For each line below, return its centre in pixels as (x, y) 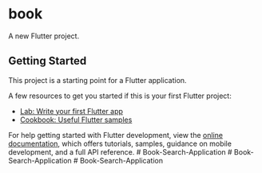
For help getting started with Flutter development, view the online (116, 135)
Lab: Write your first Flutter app (71, 111)
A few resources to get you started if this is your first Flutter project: (120, 96)
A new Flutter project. (44, 36)
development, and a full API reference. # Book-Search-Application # (121, 151)
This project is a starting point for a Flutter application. (97, 80)
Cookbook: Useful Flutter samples (76, 120)
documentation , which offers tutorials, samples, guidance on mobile (120, 144)
